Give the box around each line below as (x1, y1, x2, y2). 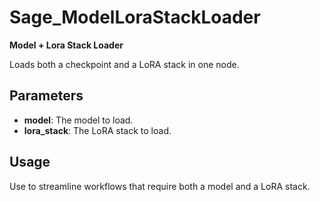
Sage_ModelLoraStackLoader (9, 6, 261, 29)
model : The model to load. (23, 114, 134, 126)
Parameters (9, 87, 84, 105)
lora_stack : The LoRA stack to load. (23, 124, 172, 136)
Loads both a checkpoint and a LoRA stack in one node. (9, 58, 240, 70)
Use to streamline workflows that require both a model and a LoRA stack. (9, 180, 311, 192)
